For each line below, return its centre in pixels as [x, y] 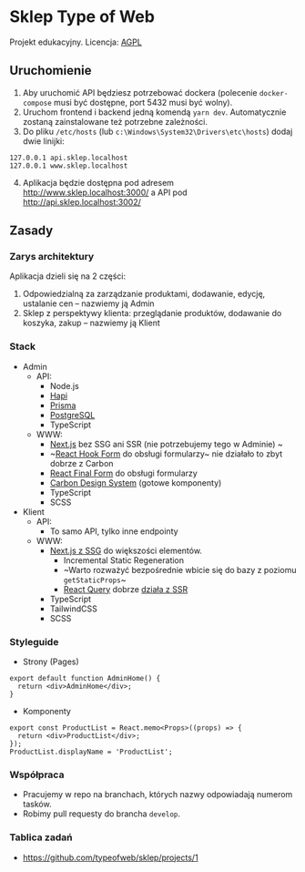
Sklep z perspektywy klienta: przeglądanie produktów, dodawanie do [152, 313]
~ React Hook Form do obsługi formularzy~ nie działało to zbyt [166, 454]
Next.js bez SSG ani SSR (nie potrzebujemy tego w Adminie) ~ [167, 444]
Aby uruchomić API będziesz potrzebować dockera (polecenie [140, 92]
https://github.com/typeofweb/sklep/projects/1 [110, 857]
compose [37, 103]
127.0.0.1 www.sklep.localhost [69, 166]
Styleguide [34, 641]
